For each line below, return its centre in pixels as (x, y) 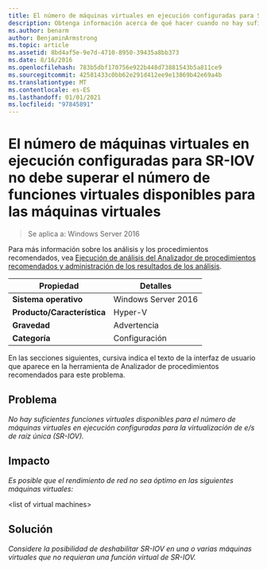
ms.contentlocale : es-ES (49, 90)
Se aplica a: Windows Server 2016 (84, 234)
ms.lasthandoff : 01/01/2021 (55, 97)
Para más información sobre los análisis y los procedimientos (108, 250)
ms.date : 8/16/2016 (41, 61)
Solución (31, 530)
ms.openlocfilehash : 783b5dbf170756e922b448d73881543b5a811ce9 (115, 68)
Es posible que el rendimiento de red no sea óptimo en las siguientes (121, 480)
